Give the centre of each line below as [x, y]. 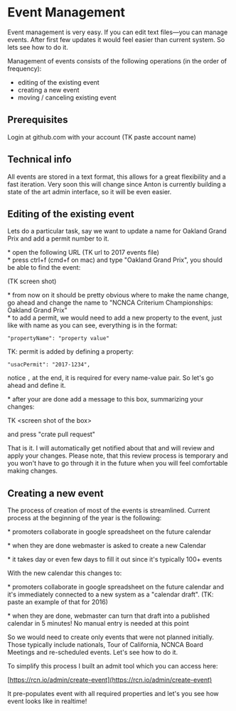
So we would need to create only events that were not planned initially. [111, 637]
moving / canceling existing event [67, 98]
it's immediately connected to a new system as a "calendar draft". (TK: [111, 594]
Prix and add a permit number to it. [58, 238]
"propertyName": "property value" [59, 339]
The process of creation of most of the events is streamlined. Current [109, 510]
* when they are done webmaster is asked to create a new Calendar [107, 546]
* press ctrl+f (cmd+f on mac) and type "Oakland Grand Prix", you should [115, 260]
